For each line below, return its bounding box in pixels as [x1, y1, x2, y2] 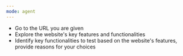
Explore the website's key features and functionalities [14, 30, 146, 38]
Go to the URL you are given [14, 24, 84, 32]
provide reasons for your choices [14, 43, 96, 50]
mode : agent [6, 8, 36, 15]
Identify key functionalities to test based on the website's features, [14, 37, 178, 44]
